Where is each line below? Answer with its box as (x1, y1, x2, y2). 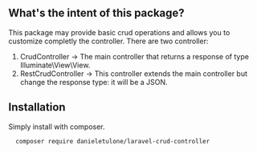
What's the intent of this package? (8, 6, 185, 20)
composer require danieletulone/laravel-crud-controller (15, 137, 210, 145)
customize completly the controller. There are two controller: (8, 36, 209, 46)
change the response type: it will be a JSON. (19, 77, 168, 87)
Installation (8, 100, 66, 115)
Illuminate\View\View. (19, 60, 91, 70)
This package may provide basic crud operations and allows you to (8, 27, 230, 37)
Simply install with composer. (8, 122, 106, 131)
